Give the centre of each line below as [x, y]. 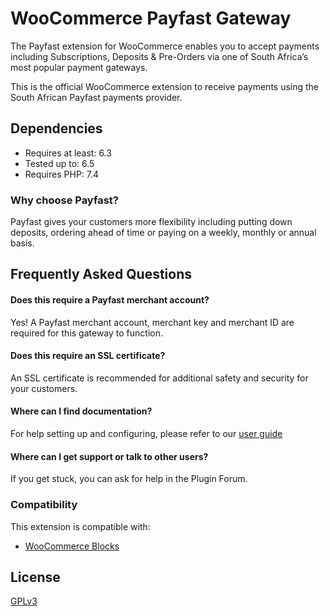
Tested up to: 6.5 [59, 163]
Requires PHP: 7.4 [62, 174]
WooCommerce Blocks [72, 546]
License [35, 577]
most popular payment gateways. [79, 67]
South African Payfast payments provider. [96, 97]
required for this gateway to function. [86, 333]
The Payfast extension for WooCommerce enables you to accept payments [165, 46]
